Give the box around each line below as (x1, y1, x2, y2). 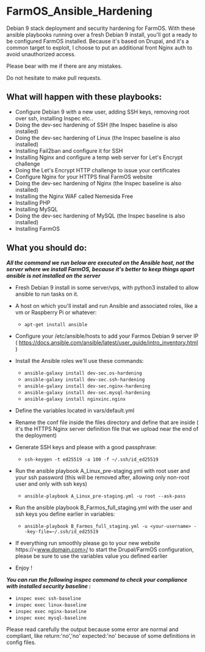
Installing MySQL (15, 205, 58, 213)
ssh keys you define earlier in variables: (15, 510, 115, 518)
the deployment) (15, 431, 57, 439)
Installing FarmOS (15, 225, 60, 232)
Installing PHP (15, 199, 51, 206)
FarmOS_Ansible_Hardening (6, 4, 153, 18)
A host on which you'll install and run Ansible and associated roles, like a (15, 302, 198, 309)
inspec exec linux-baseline (15, 602, 87, 608)
